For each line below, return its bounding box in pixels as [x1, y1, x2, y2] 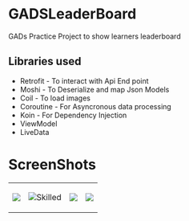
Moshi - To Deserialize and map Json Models [19, 84, 170, 94]
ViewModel [19, 118, 58, 129]
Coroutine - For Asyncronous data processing [19, 101, 172, 111]
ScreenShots [8, 155, 96, 174]
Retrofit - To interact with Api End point [19, 76, 150, 85]
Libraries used [8, 55, 82, 68]
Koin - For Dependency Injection [19, 110, 127, 120]
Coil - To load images [19, 93, 90, 103]
